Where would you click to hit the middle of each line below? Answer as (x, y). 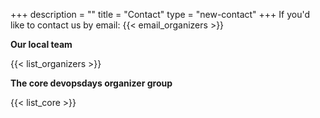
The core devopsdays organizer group (91, 83)
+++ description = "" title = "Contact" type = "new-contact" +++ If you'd (160, 14)
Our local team (41, 44)
